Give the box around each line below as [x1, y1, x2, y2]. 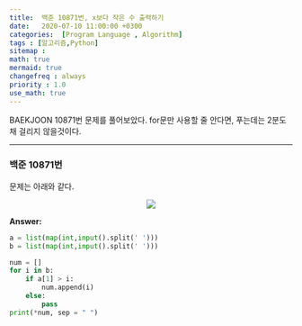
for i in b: [9, 267, 54, 276]
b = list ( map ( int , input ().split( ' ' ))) [9, 241, 159, 250]
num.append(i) [41, 283, 94, 293]
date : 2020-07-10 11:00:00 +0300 [9, 22, 143, 31]
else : [25, 292, 47, 301]
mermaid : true [9, 64, 63, 73]
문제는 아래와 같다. [9, 181, 75, 192]
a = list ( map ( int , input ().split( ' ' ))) [9, 233, 159, 242]
